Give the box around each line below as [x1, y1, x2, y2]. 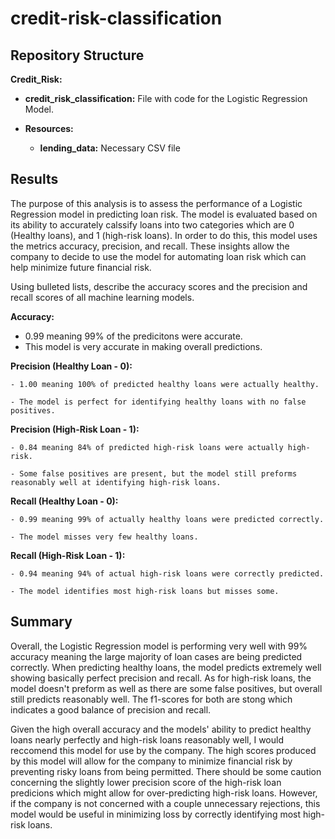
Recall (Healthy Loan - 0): [10, 495, 119, 507]
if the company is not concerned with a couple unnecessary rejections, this [10, 797, 321, 809]
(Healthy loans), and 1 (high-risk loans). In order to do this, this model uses [10, 229, 318, 241]
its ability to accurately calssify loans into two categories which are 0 [10, 218, 295, 231]
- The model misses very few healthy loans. [10, 532, 199, 542]
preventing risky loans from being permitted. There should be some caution [10, 765, 322, 777]
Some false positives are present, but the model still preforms [19, 468, 298, 479]
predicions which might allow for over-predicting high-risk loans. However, [10, 787, 318, 799]
